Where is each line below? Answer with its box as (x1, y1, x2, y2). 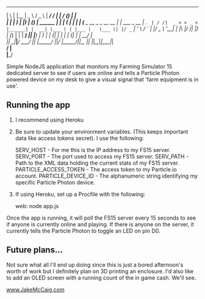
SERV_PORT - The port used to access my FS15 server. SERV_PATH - (15, 153, 189, 160)
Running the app (6, 100, 70, 110)
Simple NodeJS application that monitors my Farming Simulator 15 (6, 63, 173, 70)
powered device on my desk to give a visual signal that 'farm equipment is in (6, 76, 199, 83)
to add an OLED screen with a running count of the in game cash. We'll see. (6, 274, 196, 281)
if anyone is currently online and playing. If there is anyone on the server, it (6, 220, 194, 228)
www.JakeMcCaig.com (6, 286, 65, 293)
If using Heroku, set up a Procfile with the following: (15, 190, 145, 198)
